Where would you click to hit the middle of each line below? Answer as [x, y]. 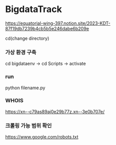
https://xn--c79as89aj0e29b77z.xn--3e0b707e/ [55, 111]
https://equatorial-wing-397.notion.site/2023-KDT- [58, 23]
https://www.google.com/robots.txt [42, 137]
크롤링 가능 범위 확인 [28, 125]
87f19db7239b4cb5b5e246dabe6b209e [47, 28]
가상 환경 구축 [21, 52]
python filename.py [25, 88]
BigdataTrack [34, 9]
